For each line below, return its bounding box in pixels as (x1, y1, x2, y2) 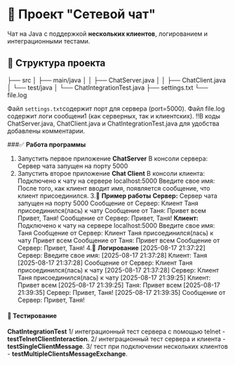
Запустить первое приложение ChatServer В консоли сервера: (17, 154, 208, 163)
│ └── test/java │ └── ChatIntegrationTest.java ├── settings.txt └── (7, 83, 208, 92)
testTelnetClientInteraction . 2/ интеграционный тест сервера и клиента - (7, 334, 226, 343)
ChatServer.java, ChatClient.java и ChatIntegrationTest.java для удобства (7, 119, 220, 128)
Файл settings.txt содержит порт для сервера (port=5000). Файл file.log (7, 104, 225, 113)
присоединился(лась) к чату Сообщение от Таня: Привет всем (17, 206, 207, 214)
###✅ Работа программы (7, 140, 86, 149)
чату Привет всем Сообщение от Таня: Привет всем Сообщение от (17, 236, 220, 245)
